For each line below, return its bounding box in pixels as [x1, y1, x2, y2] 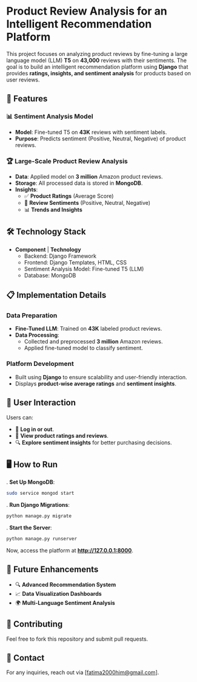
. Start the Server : [6, 524, 53, 531]
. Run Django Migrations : [6, 501, 70, 509]
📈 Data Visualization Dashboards [15, 590, 102, 597]
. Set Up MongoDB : [6, 478, 55, 486]
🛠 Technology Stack [6, 227, 86, 237]
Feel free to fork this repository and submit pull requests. [6, 635, 149, 642]
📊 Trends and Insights [24, 205, 83, 213]
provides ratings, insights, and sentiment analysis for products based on [6, 69, 191, 77]
